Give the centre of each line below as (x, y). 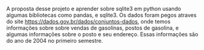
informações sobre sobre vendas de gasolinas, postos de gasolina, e (93, 28)
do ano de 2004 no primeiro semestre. (55, 41)
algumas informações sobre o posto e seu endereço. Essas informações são (102, 34)
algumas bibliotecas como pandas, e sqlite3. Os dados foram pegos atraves (101, 15)
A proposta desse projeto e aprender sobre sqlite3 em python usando (94, 9)
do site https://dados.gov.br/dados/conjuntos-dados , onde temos (88, 21)
